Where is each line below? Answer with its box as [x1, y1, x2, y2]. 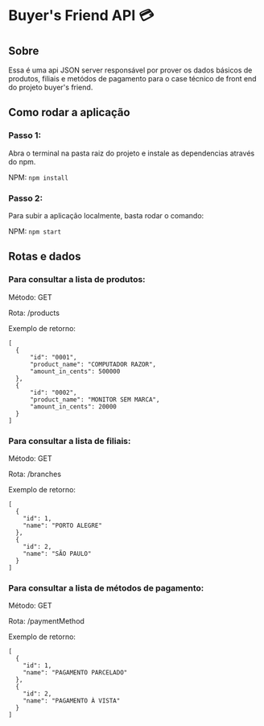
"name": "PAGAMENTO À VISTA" [23, 697, 121, 705]
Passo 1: [8, 130, 42, 141]
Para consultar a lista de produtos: [8, 274, 146, 285]
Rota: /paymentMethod [8, 616, 85, 626]
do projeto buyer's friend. [8, 82, 93, 92]
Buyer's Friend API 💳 [8, 6, 155, 25]
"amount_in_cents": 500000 [29, 367, 121, 375]
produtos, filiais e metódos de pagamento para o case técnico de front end [8, 74, 257, 83]
